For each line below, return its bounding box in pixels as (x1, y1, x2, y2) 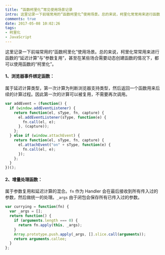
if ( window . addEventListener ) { (9, 105, 76, 111)
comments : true (5, 16, 36, 21)
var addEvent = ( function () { (5, 101, 67, 106)
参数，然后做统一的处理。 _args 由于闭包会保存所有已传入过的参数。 (5, 194, 142, 200)
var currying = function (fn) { (5, 204, 69, 209)
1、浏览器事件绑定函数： (5, 73, 55, 79)
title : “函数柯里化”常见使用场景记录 (5, 7, 73, 12)
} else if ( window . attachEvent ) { (9, 133, 80, 138)
